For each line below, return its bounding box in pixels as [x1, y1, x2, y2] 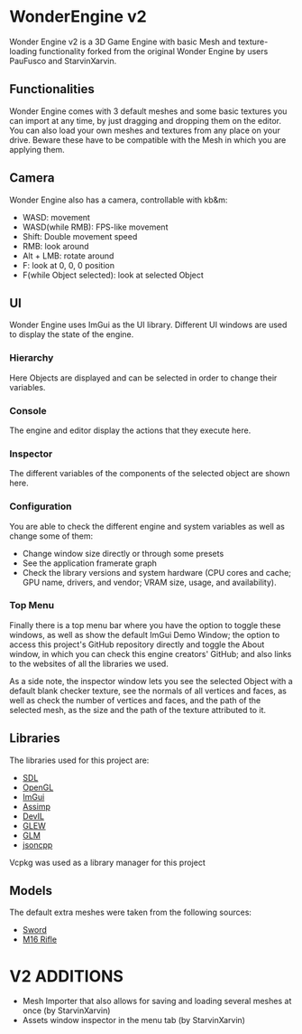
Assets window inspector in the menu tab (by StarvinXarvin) [22, 1015, 246, 1026]
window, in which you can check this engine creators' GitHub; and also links [9, 648, 292, 659]
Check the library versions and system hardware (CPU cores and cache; [22, 567, 291, 578]
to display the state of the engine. [9, 329, 134, 340]
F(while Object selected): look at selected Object [22, 269, 205, 280]
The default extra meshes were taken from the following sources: [9, 907, 252, 918]
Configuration [9, 500, 72, 512]
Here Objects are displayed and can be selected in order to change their [9, 372, 278, 383]
